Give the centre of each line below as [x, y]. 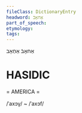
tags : [13, 34]
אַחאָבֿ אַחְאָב [20, 51]
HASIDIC [28, 75]
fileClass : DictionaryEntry [41, 12]
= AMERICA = [23, 92]
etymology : [20, 28]
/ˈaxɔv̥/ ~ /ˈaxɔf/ [25, 104]
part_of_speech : [26, 23]
